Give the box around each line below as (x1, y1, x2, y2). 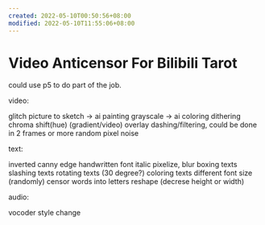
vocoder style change (8, 208, 81, 218)
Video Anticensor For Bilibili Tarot (8, 54, 238, 72)
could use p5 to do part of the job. (8, 80, 122, 90)
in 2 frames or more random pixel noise (8, 129, 139, 138)
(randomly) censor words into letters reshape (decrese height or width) (8, 177, 245, 186)
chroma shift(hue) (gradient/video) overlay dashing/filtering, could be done (8, 120, 258, 129)
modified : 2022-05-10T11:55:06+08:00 (8, 19, 135, 27)
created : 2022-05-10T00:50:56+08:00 (8, 11, 131, 20)
